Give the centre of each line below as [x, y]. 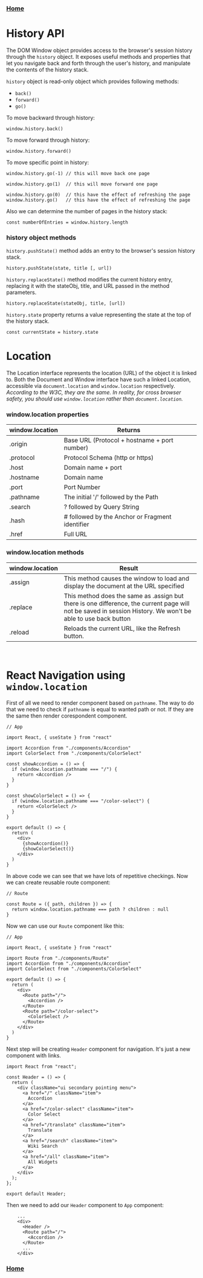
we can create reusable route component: [58, 882]
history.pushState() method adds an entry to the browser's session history [101, 251]
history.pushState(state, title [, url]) [59, 268]
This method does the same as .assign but [124, 596]
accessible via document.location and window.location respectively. [91, 386]
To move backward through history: [51, 118]
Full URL [76, 534]
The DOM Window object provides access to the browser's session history [99, 50]
